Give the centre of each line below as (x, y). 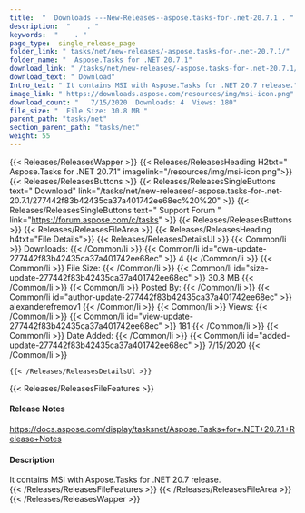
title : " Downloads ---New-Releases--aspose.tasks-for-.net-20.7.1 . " (152, 18)
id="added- (268, 335)
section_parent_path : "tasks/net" (75, 128)
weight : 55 (30, 136)
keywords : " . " (49, 35)
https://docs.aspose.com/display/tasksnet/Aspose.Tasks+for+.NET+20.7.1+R (152, 429)
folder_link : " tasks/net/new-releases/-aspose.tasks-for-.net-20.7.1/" (150, 52)
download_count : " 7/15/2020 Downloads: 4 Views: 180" (123, 102)
